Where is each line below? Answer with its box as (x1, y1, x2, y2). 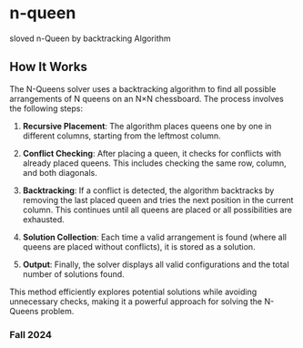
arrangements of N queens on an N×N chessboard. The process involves (9, 93, 284, 104)
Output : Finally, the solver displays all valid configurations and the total (22, 259, 289, 270)
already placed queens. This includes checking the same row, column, (22, 158, 287, 169)
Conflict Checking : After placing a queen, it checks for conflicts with (22, 148, 282, 159)
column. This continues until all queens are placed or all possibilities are (22, 204, 293, 215)
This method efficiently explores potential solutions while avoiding (9, 286, 258, 297)
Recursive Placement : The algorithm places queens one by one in (22, 120, 272, 131)
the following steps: (9, 103, 84, 114)
